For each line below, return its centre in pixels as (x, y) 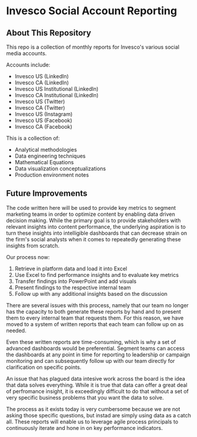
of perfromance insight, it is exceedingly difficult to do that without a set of (97, 391)
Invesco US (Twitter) (40, 101)
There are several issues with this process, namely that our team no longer (97, 305)
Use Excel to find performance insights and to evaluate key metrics (97, 275)
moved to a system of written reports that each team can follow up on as (95, 324)
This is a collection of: (33, 138)
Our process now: (28, 257)
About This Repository (49, 33)
